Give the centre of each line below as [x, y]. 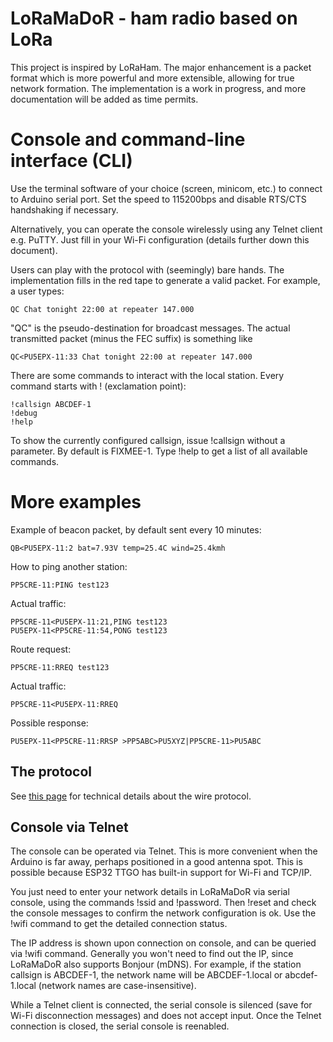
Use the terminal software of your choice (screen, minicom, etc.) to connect [166, 188]
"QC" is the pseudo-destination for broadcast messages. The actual [150, 328]
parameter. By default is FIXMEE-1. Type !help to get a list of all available [159, 451]
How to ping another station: [69, 566]
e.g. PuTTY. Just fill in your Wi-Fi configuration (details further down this [160, 239]
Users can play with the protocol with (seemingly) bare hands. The [147, 269]
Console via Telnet [69, 827]
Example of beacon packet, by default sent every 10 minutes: [136, 529]
